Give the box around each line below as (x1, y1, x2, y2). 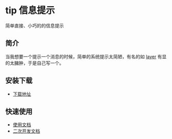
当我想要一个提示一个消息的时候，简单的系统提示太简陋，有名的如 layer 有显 (5, 53, 167, 59)
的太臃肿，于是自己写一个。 (5, 60, 64, 66)
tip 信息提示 (5, 5, 55, 16)
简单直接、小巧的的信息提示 (5, 22, 64, 29)
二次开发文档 (12, 128, 40, 134)
